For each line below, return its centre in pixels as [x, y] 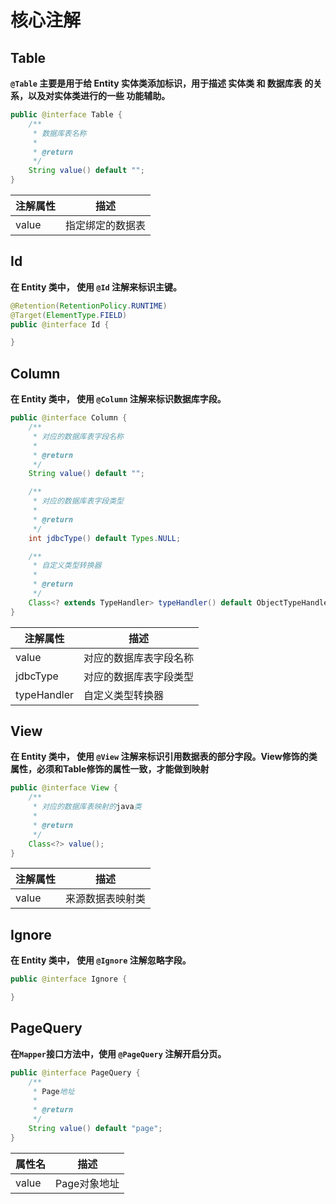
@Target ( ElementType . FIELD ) [69, 315]
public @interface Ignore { [69, 979]
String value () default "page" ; [95, 1129]
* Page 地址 [53, 1091]
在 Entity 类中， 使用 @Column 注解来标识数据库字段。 [118, 399]
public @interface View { [64, 788]
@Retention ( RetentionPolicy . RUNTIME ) [89, 306]
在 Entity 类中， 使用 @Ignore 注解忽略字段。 [101, 960]
